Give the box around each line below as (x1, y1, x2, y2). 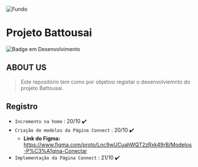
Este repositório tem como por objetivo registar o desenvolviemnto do (20, 78, 190, 85)
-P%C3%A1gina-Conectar (23, 147, 87, 154)
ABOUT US (6, 62, 47, 73)
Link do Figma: (23, 135, 61, 142)
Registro (6, 102, 38, 112)
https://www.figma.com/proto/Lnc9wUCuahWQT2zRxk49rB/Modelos (23, 141, 192, 148)
